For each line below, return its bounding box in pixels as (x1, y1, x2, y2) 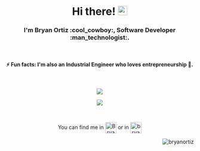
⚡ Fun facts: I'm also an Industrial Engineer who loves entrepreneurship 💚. (6, 61, 193, 68)
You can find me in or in (58, 124, 129, 131)
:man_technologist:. (70, 33, 130, 42)
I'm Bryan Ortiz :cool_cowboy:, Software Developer (23, 26, 176, 34)
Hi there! (72, 5, 116, 18)
